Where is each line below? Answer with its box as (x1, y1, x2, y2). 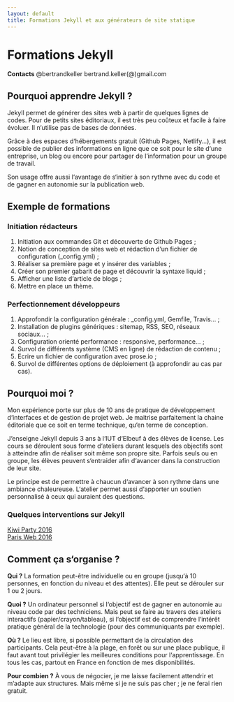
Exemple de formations (7, 200, 110, 212)
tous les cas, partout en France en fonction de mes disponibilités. (7, 658, 196, 667)
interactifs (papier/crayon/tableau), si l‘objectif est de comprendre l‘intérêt (7, 615, 220, 624)
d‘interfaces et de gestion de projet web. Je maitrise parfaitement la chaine (7, 414, 224, 422)
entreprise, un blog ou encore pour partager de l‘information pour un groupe (7, 152, 227, 161)
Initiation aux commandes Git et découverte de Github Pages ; (17, 237, 196, 245)
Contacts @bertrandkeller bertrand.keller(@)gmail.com (7, 70, 167, 78)
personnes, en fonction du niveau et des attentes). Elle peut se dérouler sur (7, 579, 225, 587)
